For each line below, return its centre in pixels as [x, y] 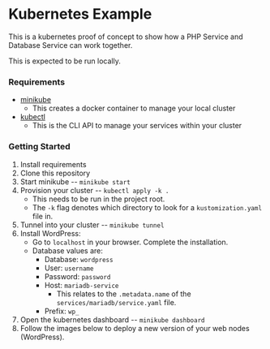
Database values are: [68, 250]
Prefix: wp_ [62, 311]
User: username [69, 268]
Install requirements [53, 164]
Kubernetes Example [80, 14]
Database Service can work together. [71, 45]
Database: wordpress [79, 259]
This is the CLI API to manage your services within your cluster [137, 126]
